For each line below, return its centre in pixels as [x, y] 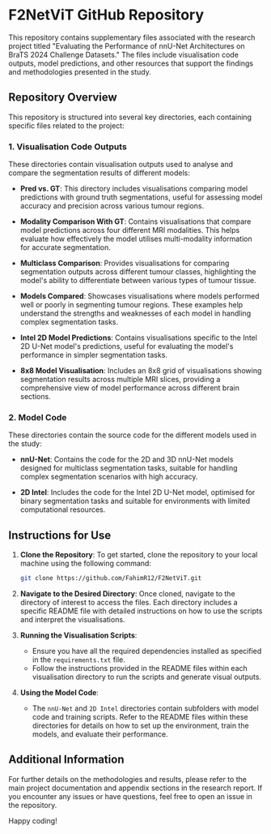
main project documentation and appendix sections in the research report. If [135, 788]
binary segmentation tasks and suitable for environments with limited [135, 501]
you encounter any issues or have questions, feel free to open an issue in [130, 796]
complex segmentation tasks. [69, 322]
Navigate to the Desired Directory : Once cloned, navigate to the [128, 594]
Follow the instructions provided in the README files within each [140, 668]
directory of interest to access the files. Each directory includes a [129, 603]
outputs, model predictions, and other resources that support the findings [131, 63]
